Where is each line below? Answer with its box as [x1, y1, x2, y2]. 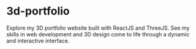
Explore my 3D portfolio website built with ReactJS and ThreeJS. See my [6, 24, 190, 31]
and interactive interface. [6, 37, 70, 44]
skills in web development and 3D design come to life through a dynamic [6, 30, 190, 38]
